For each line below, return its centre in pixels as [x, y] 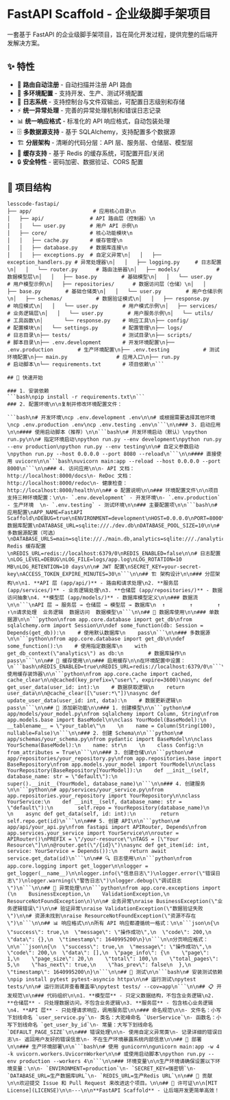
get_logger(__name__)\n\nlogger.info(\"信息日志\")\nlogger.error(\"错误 [111, 873]
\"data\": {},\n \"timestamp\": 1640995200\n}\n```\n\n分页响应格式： [108, 939]
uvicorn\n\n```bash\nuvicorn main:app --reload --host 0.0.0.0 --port [118, 461]
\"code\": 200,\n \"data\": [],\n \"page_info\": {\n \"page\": [108, 952]
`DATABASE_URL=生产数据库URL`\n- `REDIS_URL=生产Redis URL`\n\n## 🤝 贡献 [110, 1076]
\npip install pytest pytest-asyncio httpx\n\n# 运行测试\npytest [102, 979]
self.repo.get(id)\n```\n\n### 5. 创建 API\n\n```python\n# [93, 821]
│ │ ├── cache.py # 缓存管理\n [65, 240]
